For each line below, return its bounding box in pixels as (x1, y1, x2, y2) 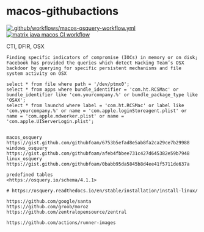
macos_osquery (6, 134, 43, 141)
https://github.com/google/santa (6, 198, 92, 205)
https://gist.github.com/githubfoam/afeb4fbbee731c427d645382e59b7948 (6, 150, 190, 156)
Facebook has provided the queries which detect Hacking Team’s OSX (6, 60, 184, 66)
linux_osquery (6, 155, 43, 162)
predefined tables (6, 172, 53, 178)
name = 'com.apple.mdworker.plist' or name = (6, 113, 124, 119)
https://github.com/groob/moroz (6, 203, 89, 209)
